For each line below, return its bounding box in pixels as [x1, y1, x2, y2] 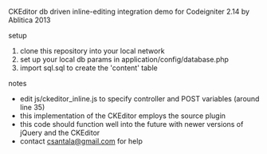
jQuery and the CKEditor [19, 128, 100, 137]
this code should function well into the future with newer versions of [19, 120, 244, 128]
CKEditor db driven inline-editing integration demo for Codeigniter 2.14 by [8, 7, 249, 16]
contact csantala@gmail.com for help [19, 136, 143, 146]
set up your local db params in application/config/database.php [19, 55, 230, 64]
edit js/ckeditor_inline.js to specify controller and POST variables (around [19, 94, 260, 103]
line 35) [19, 103, 45, 112]
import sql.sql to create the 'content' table [19, 63, 158, 73]
